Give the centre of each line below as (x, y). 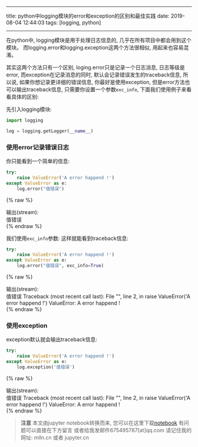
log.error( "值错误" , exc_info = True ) (60, 266)
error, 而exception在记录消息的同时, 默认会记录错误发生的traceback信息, (94, 75)
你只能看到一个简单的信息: (38, 161)
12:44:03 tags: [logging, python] (62, 22)
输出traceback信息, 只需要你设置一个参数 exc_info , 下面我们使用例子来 (101, 89)
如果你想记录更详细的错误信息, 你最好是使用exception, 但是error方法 (102, 82)
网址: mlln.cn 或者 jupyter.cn (55, 437)
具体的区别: (25, 97)
